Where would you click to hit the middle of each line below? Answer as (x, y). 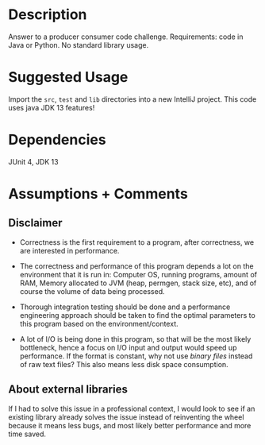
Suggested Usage (68, 77)
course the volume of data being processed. (92, 291)
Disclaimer (35, 223)
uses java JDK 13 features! (52, 107)
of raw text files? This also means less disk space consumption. (124, 364)
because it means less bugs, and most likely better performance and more (130, 425)
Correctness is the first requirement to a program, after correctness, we (137, 242)
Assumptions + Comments (98, 194)
